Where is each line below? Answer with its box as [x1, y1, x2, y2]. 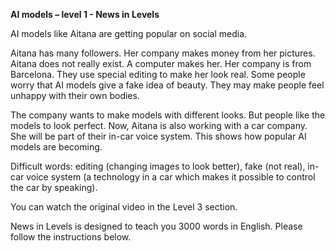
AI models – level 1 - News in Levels [10, 9, 160, 20]
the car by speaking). [10, 182, 98, 193]
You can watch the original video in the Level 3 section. [10, 201, 238, 213]
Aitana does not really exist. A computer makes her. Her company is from [10, 58, 312, 69]
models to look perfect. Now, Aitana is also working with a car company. [10, 120, 308, 131]
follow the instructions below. [10, 231, 132, 243]
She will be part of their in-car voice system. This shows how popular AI [10, 130, 307, 142]
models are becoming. [10, 141, 103, 153]
